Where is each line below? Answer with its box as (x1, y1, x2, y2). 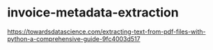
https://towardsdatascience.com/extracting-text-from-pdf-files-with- (7, 27, 206, 36)
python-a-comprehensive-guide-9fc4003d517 (7, 34, 141, 42)
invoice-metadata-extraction (7, 5, 179, 21)
